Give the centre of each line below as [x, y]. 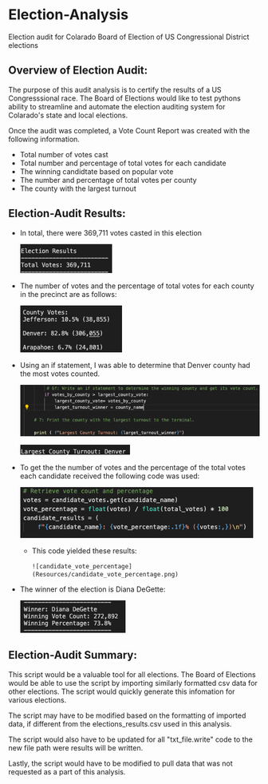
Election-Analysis [69, 15]
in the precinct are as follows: [68, 294]
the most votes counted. [60, 374]
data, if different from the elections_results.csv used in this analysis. [120, 723]
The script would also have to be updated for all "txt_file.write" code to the [130, 739]
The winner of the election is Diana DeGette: [93, 589]
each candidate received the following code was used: [110, 476]
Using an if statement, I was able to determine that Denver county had [135, 365]
